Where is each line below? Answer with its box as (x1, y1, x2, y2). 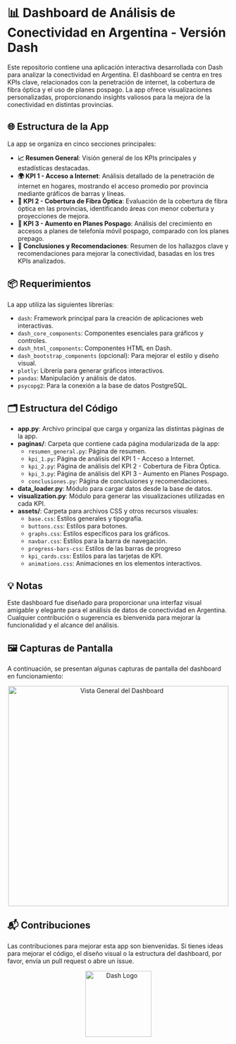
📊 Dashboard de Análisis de (7, 5, 176, 21)
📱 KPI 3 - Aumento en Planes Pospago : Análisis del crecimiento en (17, 219, 213, 228)
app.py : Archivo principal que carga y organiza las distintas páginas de (17, 425, 225, 433)
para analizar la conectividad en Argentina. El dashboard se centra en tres (7, 70, 223, 79)
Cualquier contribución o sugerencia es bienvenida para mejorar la (7, 614, 201, 622)
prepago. (17, 234, 44, 242)
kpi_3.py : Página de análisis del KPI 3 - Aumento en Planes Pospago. (27, 469, 229, 478)
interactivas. (17, 321, 54, 330)
